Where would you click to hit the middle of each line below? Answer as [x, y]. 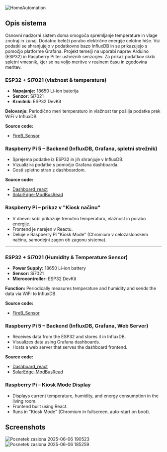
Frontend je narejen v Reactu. [42, 229]
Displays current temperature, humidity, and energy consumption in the [85, 396]
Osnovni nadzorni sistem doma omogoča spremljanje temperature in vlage [81, 35]
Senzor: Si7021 [28, 96]
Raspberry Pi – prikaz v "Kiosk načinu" [53, 208]
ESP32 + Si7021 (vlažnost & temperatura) [56, 80]
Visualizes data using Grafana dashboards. [56, 342]
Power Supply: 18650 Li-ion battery [49, 268]
